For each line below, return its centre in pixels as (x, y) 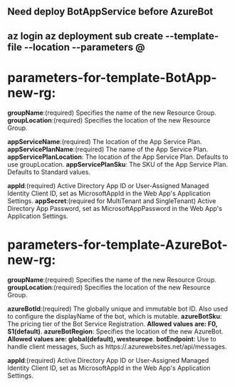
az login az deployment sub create (85, 36)
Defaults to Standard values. (49, 172)
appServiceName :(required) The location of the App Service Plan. (105, 141)
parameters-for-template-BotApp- (112, 77)
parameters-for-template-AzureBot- (117, 244)
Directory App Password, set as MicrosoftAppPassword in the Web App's (115, 208)
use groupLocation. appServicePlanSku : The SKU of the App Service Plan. (118, 164)
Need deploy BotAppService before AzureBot (110, 12)
